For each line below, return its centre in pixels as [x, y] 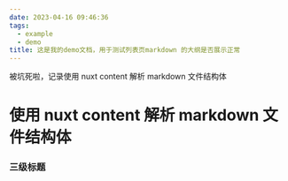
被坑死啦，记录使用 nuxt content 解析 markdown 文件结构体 [118, 77]
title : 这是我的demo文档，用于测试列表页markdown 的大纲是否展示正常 [125, 50]
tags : [19, 26]
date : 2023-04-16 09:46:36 [59, 17]
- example [35, 34]
